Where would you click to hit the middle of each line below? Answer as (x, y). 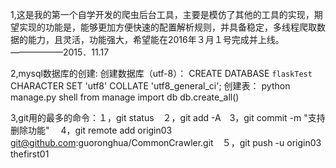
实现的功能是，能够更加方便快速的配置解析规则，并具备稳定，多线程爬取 (167, 27)
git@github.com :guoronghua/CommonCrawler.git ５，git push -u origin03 (166, 142)
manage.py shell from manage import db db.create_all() (125, 97)
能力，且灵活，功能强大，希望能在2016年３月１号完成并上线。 (156, 39)
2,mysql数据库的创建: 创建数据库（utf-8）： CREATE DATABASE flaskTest (161, 73)
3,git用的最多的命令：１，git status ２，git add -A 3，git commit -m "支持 (168, 117)
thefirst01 (30, 154)
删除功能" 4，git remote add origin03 (91, 130)
